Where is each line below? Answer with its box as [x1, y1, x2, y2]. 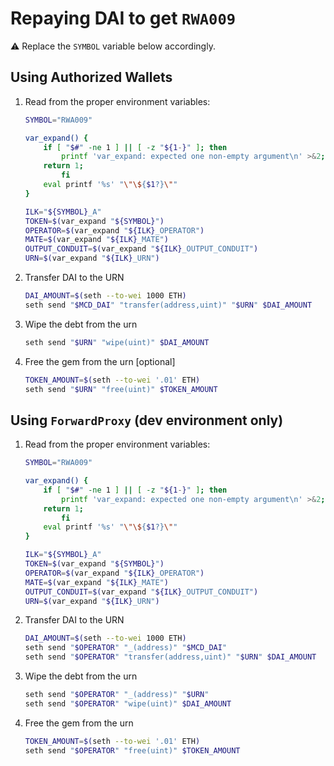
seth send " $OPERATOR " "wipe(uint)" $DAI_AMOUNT [24, 698, 232, 709]
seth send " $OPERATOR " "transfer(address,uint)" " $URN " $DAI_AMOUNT [24, 652, 317, 662]
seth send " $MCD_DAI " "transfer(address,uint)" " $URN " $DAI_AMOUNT [24, 300, 313, 310]
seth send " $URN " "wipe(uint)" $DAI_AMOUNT [24, 337, 210, 347]
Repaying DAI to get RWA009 [10, 7, 237, 30]
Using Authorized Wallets [10, 69, 173, 86]
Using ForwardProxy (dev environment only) [10, 412, 284, 429]
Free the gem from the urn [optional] [24, 355, 176, 367]
